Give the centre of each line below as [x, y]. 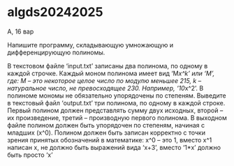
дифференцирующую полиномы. [56, 52]
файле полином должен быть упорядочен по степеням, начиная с [106, 125]
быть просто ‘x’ [30, 155]
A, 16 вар [21, 31]
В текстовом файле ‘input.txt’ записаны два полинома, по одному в [108, 66]
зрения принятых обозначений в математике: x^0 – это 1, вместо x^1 [110, 139]
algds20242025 [55, 12]
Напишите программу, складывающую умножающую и [90, 45]
